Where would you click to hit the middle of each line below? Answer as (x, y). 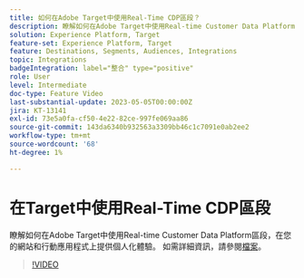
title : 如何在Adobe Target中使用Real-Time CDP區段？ (105, 18)
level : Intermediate (49, 85)
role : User (30, 77)
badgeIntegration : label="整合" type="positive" (102, 69)
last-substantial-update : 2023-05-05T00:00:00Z (101, 102)
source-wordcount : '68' (54, 144)
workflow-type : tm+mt (50, 136)
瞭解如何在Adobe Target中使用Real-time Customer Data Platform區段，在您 (151, 235)
